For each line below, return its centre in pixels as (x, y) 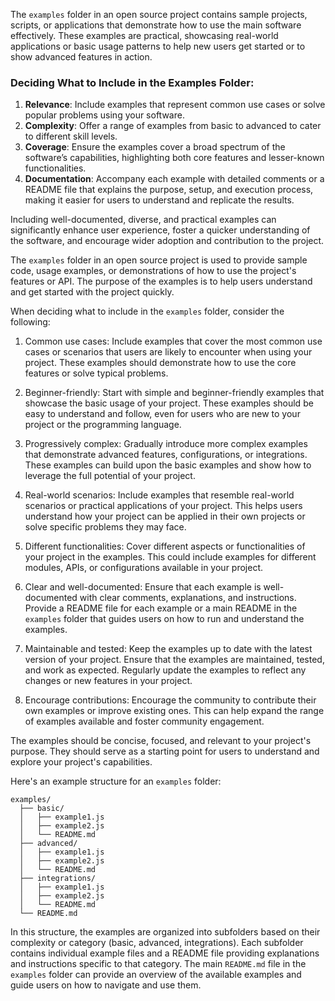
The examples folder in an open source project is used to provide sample (159, 260)
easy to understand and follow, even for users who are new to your (162, 414)
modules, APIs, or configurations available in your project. (144, 568)
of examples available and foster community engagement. (144, 721)
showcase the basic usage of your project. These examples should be (169, 403)
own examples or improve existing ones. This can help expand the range (174, 711)
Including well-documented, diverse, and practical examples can (143, 220)
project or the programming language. (103, 425)
